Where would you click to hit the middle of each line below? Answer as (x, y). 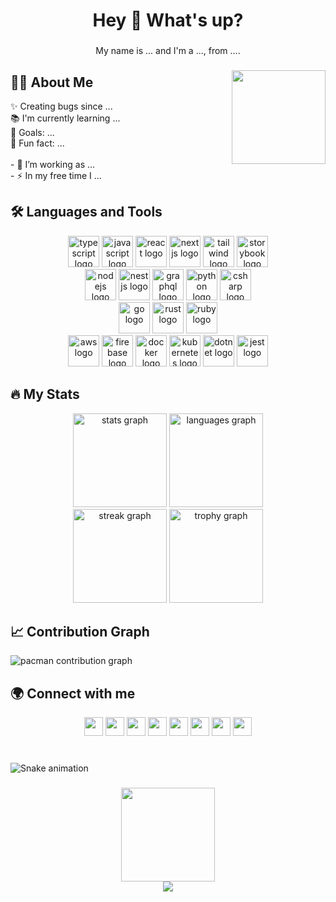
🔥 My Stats (45, 394)
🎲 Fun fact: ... (37, 143)
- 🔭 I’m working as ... (53, 164)
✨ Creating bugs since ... (61, 106)
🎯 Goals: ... (32, 132)
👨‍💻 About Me (52, 82)
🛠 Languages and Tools (86, 212)
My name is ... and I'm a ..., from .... (168, 51)
